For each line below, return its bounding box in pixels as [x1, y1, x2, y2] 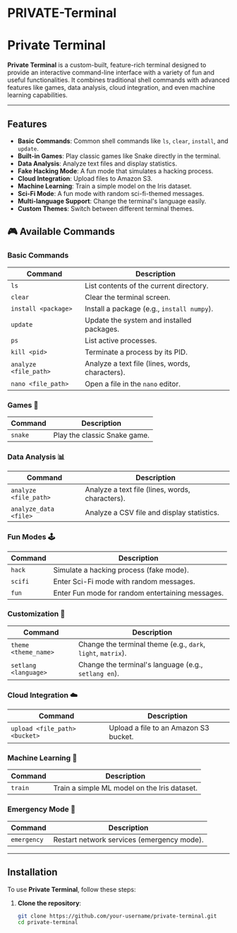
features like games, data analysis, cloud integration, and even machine [7, 83, 216, 92]
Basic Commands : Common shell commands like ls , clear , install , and [17, 137, 229, 145]
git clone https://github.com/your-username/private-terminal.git [17, 912, 217, 920]
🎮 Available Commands [7, 226, 115, 238]
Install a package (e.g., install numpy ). [84, 303, 214, 313]
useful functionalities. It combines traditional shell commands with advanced [7, 76, 230, 84]
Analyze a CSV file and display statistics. [85, 508, 220, 518]
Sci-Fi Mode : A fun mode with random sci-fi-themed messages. [17, 189, 205, 197]
